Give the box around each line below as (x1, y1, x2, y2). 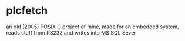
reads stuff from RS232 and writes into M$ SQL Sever (6, 29, 136, 36)
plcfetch (6, 4, 48, 17)
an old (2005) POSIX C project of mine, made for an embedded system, (6, 23, 179, 30)
